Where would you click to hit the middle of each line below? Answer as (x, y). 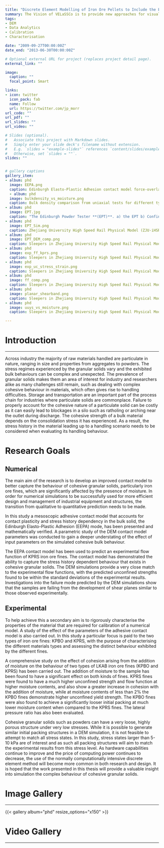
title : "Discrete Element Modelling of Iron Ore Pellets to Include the (81, 10)
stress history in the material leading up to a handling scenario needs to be (80, 426)
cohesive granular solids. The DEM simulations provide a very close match (80, 567)
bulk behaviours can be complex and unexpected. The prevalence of (74, 374)
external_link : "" (24, 64)
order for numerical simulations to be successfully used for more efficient (79, 496)
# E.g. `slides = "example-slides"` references (57, 149)
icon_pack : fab (25, 99)
